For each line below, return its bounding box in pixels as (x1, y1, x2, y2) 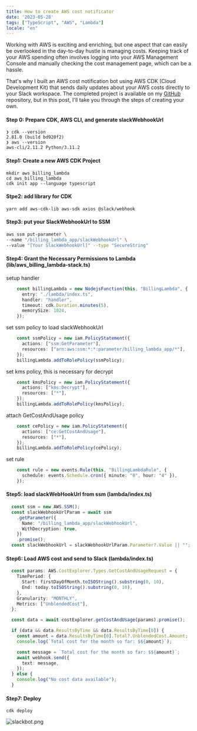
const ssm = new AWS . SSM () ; (11, 504, 81, 510)
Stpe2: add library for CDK (6, 193, 72, 200)
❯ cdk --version (6, 129, 46, 135)
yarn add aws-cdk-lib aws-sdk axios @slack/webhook (6, 206, 135, 212)
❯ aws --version (6, 140, 46, 145)
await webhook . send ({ (16, 654, 69, 660)
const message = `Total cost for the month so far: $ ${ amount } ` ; (16, 649, 181, 655)
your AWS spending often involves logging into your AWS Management (6, 54, 178, 61)
